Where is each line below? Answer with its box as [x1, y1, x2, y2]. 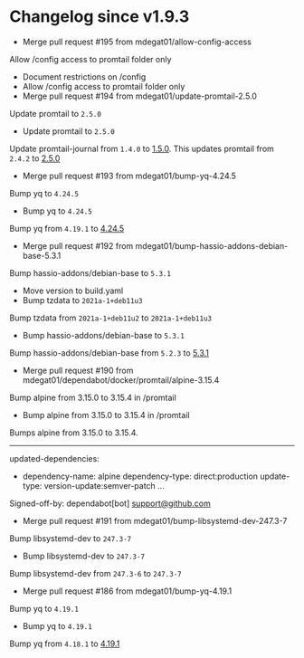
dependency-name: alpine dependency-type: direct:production [22, 471, 259, 482]
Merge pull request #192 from [22, 240, 134, 251]
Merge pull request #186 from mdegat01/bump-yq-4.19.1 [22, 586, 233, 596]
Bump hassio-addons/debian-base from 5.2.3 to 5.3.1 [9, 347, 210, 358]
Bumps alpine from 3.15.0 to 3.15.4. [9, 427, 138, 438]
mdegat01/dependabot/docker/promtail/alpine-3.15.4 [22, 374, 220, 386]
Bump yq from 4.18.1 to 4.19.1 [9, 638, 120, 649]
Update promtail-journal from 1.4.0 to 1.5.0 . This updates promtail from [9, 143, 274, 154]
